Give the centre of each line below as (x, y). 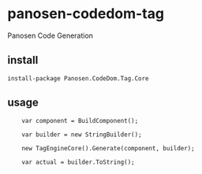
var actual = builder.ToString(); (78, 162)
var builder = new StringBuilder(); (82, 135)
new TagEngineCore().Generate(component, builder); (108, 148)
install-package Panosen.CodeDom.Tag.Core (78, 78)
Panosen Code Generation (50, 35)
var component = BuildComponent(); (80, 120)
